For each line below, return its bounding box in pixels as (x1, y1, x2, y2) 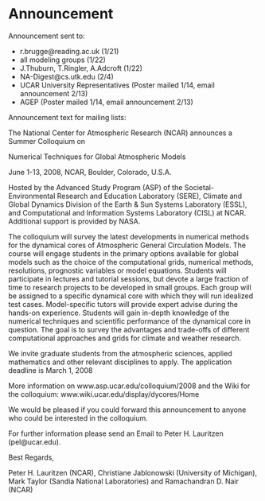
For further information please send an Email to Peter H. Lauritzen (8, 429, 224, 438)
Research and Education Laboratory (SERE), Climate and (57, 191, 243, 200)
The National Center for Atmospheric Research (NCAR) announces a (8, 128, 233, 138)
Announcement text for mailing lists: (8, 112, 127, 122)
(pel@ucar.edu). (8, 437, 61, 446)
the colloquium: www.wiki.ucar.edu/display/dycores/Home (8, 389, 200, 398)
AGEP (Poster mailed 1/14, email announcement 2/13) (19, 97, 193, 107)
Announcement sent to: (8, 31, 85, 41)
